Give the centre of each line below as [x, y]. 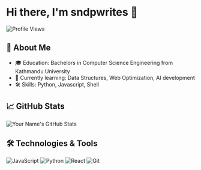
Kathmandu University [42, 71]
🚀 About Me [28, 48]
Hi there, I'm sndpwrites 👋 [72, 12]
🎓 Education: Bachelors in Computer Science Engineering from [94, 62]
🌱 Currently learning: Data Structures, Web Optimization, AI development [105, 77]
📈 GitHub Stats [35, 107]
